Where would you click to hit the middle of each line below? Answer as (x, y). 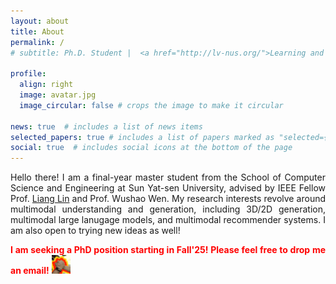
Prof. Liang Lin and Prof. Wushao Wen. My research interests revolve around (168, 199)
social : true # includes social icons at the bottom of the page (151, 148)
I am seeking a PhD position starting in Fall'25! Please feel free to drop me (168, 250)
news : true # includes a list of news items (106, 126)
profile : (28, 74)
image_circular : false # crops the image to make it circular (151, 105)
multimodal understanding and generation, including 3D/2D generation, (168, 209)
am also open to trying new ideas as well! (95, 231)
